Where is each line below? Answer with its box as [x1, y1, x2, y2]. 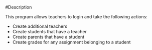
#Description [5, 4, 32, 10]
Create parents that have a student [12, 34, 85, 40]
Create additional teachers [12, 23, 68, 29]
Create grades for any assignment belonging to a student [12, 39, 131, 45]
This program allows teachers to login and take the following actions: [5, 14, 148, 19]
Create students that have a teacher [12, 29, 87, 34]
